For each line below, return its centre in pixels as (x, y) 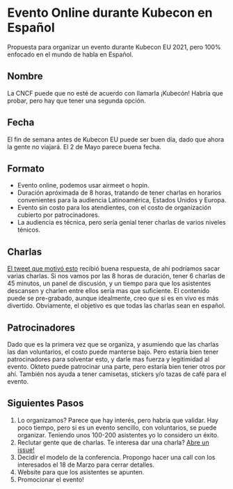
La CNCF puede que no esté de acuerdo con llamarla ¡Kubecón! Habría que (115, 93)
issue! (26, 450)
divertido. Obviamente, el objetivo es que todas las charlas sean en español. (116, 306)
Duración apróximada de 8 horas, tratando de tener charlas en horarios (119, 193)
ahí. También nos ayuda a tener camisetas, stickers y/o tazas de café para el (117, 374)
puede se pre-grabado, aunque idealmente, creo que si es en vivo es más (113, 299)
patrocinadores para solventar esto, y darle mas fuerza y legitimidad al (109, 359)
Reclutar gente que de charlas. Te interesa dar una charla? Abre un (113, 442)
